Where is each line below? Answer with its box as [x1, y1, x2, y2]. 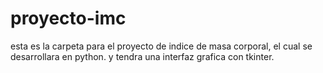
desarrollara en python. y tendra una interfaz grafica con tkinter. [10, 50, 275, 62]
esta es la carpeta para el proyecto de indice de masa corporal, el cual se [10, 40, 313, 52]
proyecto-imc [10, 7, 127, 30]
